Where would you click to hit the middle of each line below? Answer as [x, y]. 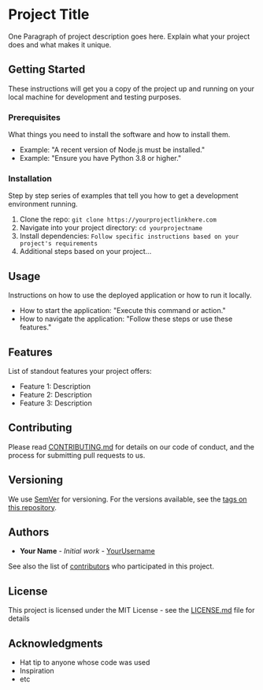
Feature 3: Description [56, 403]
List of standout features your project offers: [80, 371]
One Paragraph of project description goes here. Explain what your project [129, 36]
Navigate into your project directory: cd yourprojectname [111, 228]
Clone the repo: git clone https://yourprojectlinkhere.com [118, 219]
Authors [29, 532]
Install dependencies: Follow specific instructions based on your [129, 236]
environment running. [43, 204]
